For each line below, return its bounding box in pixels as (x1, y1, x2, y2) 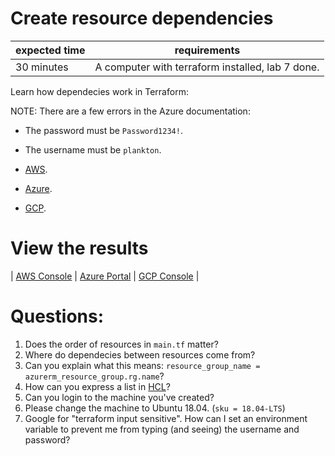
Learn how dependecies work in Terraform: (10, 85, 189, 97)
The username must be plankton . (24, 143, 162, 156)
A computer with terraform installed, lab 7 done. (94, 60, 320, 74)
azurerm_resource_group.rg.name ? (24, 370, 165, 382)
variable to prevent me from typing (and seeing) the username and (24, 423, 300, 435)
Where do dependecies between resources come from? (24, 348, 256, 361)
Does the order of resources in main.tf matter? (24, 338, 219, 350)
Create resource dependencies (10, 7, 274, 30)
